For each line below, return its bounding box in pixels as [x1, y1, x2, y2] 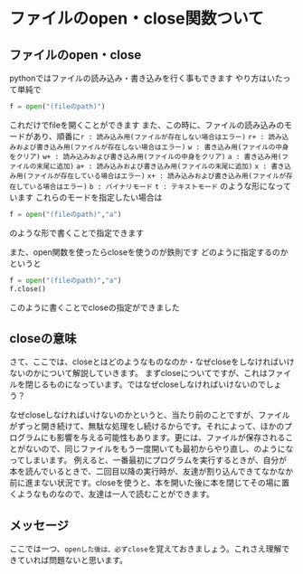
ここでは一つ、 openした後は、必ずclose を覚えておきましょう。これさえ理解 [9, 543, 282, 554]
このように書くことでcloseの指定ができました [9, 302, 180, 313]
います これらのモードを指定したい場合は [9, 192, 163, 202]
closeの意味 [9, 331, 77, 346]
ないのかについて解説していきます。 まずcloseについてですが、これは [9, 368, 269, 379]
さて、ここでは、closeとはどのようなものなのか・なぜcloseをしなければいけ [9, 356, 295, 367]
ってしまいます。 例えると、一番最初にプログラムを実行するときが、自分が [9, 455, 288, 466]
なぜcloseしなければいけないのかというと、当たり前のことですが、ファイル [9, 409, 291, 420]
